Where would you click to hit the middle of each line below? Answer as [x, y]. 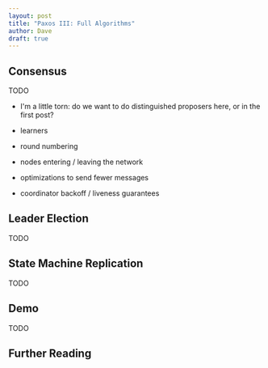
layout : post [30, 16]
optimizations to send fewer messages [84, 178]
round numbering [49, 146]
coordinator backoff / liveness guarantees [90, 193]
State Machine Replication [76, 264]
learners [34, 131]
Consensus [38, 71]
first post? [37, 115]
